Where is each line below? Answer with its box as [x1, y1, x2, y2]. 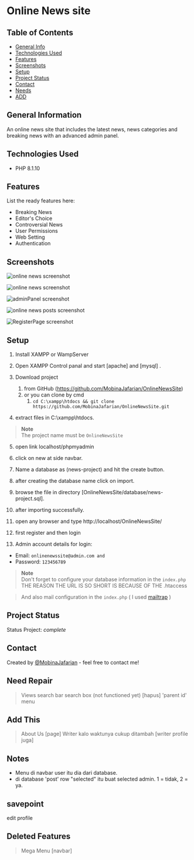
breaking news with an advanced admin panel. [6, 132, 120, 139]
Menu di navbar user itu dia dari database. [15, 769, 118, 776]
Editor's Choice [15, 215, 53, 222]
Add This [6, 715, 40, 725]
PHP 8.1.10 [15, 165, 40, 172]
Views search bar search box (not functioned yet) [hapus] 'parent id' [21, 691, 187, 698]
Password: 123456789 [15, 558, 66, 565]
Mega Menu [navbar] [21, 847, 73, 854]
